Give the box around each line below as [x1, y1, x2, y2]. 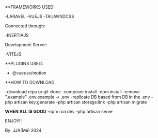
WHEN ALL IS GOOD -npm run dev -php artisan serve [5, 109, 113, 114]
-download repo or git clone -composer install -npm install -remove [5, 89, 140, 94]
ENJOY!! [5, 118, 22, 123]
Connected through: [5, 23, 45, 29]
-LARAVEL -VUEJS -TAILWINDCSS [5, 14, 74, 19]
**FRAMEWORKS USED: [5, 4, 55, 10]
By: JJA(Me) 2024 [5, 127, 42, 133]
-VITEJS [5, 51, 22, 57]
